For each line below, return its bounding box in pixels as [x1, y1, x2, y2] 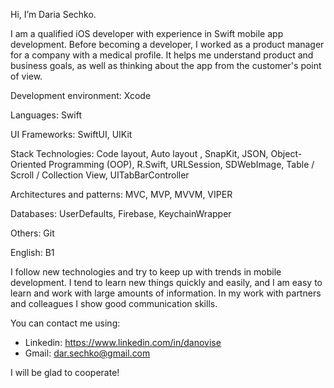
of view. [10, 70, 43, 82]
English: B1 [10, 247, 55, 258]
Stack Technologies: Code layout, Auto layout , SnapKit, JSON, [10, 148, 269, 159]
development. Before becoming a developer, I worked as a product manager [10, 39, 325, 50]
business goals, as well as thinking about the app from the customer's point [10, 60, 322, 71]
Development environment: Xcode [10, 90, 152, 101]
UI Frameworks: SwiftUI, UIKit [10, 129, 133, 140]
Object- [270, 148, 303, 159]
